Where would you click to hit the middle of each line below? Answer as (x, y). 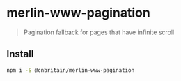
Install (20, 54)
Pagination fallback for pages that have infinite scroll (99, 32)
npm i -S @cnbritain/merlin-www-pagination (71, 70)
